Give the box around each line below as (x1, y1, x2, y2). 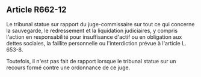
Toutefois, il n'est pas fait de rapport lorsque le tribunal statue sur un (6, 57, 176, 64)
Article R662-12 (6, 5, 67, 15)
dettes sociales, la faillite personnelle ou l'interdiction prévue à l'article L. (6, 39, 187, 47)
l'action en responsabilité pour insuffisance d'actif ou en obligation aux (6, 33, 182, 41)
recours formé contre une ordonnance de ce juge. (6, 64, 131, 71)
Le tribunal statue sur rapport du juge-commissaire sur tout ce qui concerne (6, 20, 195, 27)
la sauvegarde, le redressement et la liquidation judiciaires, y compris (6, 27, 178, 34)
